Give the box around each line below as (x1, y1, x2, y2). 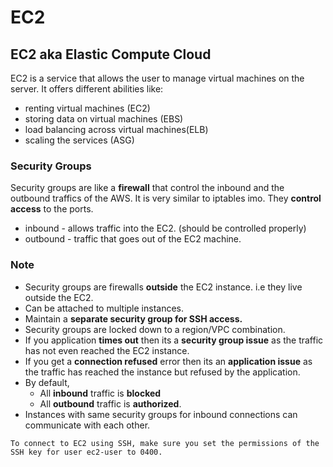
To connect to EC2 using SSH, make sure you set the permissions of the (10, 438, 320, 448)
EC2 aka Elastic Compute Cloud (10, 46, 212, 63)
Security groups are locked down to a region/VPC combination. (24, 323, 286, 335)
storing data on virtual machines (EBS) (24, 113, 184, 125)
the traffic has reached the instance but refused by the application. (24, 366, 301, 378)
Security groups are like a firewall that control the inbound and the (10, 182, 285, 194)
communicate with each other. (24, 419, 151, 431)
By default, (24, 376, 70, 388)
